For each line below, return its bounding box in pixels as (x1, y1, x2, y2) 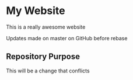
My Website (6, 4, 65, 18)
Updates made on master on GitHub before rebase (6, 34, 128, 41)
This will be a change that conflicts (6, 67, 90, 74)
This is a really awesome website (6, 23, 86, 30)
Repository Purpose (6, 51, 80, 62)
